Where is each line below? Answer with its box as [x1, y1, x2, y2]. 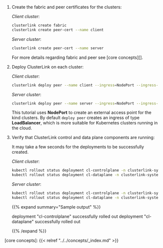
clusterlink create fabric [11, 23, 67, 28]
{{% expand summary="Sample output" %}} [11, 204, 101, 210]
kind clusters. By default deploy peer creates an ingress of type [11, 115, 140, 121]
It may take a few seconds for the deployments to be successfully [11, 144, 144, 150]
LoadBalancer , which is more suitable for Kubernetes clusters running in [11, 120, 158, 126]
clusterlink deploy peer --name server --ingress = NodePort [11, 101, 135, 106]
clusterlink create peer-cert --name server [11, 46, 104, 51]
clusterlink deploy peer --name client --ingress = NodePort [11, 83, 135, 88]
